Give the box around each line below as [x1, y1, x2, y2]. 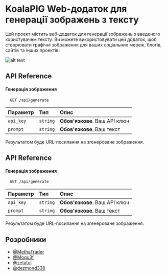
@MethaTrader [12, 248, 44, 255]
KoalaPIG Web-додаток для [5, 3, 127, 15]
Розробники [5, 235, 46, 244]
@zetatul [12, 259, 32, 266]
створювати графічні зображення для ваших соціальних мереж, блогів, [5, 41, 162, 48]
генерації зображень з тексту [5, 14, 139, 26]
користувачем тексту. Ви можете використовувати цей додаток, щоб [5, 36, 157, 42]
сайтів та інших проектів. [5, 47, 60, 53]
